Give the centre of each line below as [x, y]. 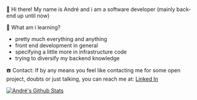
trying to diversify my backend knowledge [67, 58]
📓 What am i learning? [33, 27]
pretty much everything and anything [61, 39]
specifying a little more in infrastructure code [71, 52]
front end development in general [56, 45]
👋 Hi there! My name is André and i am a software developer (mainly [91, 9]
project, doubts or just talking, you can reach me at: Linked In [82, 79]
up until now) [33, 16]
